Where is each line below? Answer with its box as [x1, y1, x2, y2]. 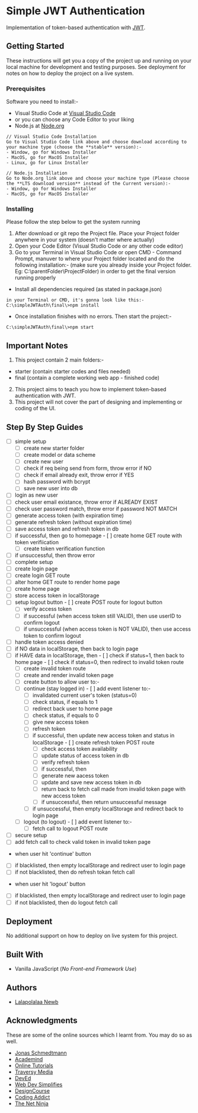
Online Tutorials [14, 1062, 53, 1069]
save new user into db [23, 485, 78, 492]
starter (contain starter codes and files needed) [14, 368, 131, 375]
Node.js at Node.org [14, 122, 65, 129]
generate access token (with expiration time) [14, 512, 124, 519]
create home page [14, 585, 60, 593]
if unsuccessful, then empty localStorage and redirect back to [32, 805, 184, 812]
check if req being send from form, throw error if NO [23, 464, 152, 472]
